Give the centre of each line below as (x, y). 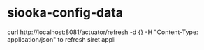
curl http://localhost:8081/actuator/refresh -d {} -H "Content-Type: (103, 32)
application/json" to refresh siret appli (61, 39)
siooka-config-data (65, 13)
